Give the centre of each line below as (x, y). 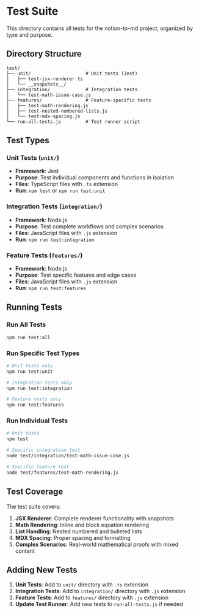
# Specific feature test (38, 466)
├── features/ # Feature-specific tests (79, 100)
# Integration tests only (39, 383)
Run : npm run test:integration (55, 239)
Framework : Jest (37, 171)
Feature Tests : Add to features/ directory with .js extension (92, 597)
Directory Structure (44, 54)
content (25, 551)
